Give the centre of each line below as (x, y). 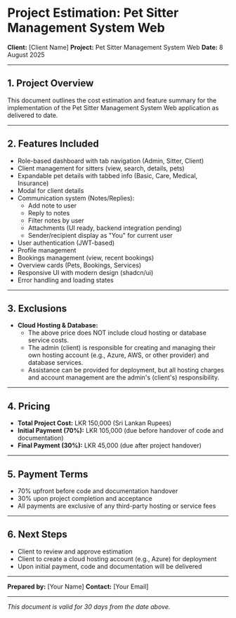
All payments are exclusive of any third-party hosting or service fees (117, 506)
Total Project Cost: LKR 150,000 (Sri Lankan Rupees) (94, 423)
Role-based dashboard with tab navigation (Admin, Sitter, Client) (111, 161)
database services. (55, 363)
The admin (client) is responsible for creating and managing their (122, 348)
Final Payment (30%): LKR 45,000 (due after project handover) (110, 445)
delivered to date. (33, 115)
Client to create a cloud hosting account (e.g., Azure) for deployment (117, 558)
